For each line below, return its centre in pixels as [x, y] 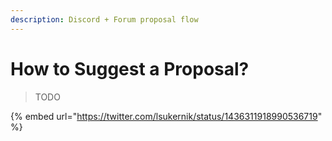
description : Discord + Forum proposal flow [104, 19]
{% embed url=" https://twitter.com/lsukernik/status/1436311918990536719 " [166, 116]
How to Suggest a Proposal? [130, 68]
